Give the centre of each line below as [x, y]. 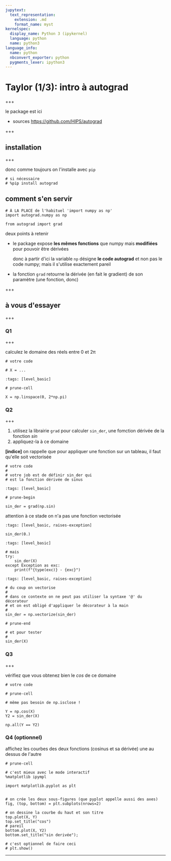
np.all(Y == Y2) [22, 725]
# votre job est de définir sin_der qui [49, 475]
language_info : [21, 48]
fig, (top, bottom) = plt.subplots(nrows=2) [53, 804]
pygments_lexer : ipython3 [37, 62]
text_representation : [33, 15]
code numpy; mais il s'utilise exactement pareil [62, 264]
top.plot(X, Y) [21, 817]
